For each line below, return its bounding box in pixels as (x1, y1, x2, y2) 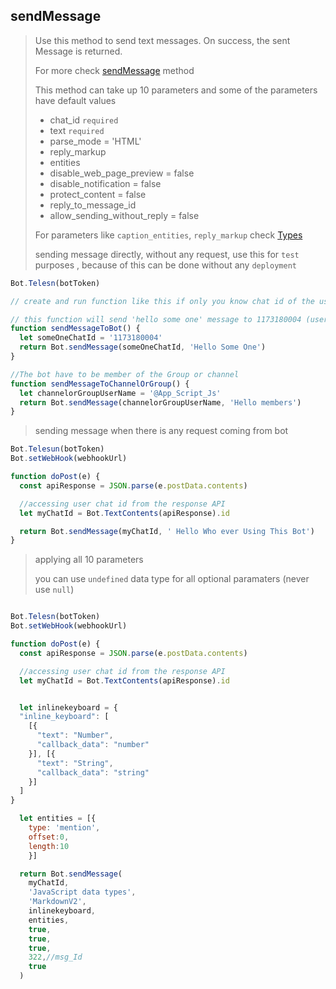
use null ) (34, 584, 75, 596)
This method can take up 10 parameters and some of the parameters (34, 84, 318, 96)
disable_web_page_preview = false (49, 167, 195, 179)
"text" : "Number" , (36, 730, 114, 741)
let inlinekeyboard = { (19, 702, 118, 713)
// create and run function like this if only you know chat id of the (10, 296, 315, 306)
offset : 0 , (28, 832, 70, 842)
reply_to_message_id (49, 199, 137, 211)
